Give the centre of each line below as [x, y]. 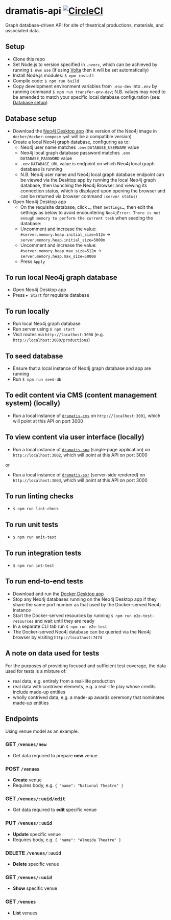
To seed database [34, 356]
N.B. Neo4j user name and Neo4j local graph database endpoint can [92, 174]
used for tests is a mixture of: [36, 671]
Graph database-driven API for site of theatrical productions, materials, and [85, 25]
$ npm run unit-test [34, 537]
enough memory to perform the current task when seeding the [87, 218]
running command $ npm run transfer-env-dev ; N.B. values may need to [89, 92]
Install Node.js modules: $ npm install [53, 75]
